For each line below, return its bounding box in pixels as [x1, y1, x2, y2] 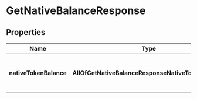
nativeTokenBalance [9, 69, 67, 77]
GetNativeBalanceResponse [6, 4, 146, 17]
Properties [6, 27, 46, 37]
